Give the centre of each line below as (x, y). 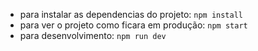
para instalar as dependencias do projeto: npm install (131, 14)
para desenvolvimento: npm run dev (93, 35)
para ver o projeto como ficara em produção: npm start (133, 25)
